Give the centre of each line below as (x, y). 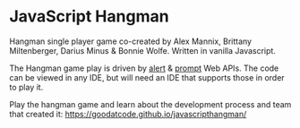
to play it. (26, 87)
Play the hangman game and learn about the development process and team (150, 104)
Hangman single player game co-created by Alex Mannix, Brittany (131, 41)
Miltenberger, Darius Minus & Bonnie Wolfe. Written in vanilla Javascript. (142, 50)
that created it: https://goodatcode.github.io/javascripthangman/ (128, 114)
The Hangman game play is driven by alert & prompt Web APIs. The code (144, 68)
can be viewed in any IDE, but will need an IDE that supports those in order (147, 77)
